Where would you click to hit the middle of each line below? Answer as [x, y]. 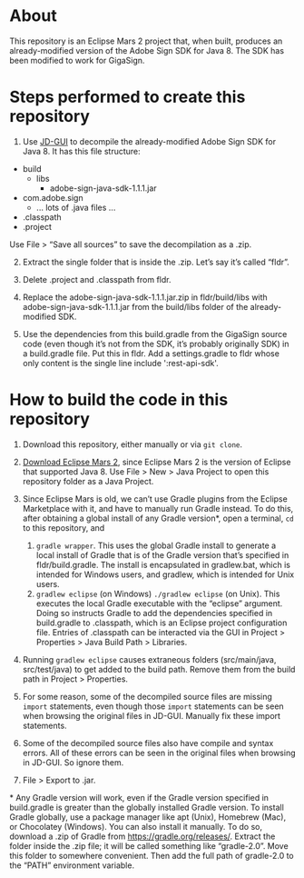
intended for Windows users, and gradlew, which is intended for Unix [165, 574]
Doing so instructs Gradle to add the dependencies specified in [154, 613]
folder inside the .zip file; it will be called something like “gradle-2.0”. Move [149, 845]
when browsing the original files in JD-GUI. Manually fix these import [152, 715]
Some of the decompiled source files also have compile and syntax [148, 743]
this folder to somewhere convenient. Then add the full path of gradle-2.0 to [152, 855]
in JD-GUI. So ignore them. [73, 762]
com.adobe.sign [53, 197]
